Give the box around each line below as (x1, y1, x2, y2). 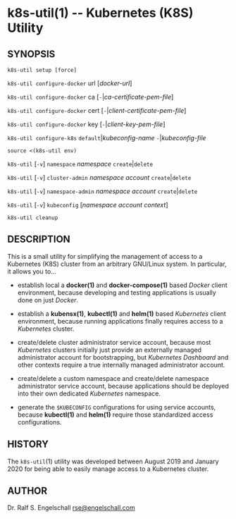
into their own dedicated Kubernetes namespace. (17, 389, 161, 398)
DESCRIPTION (7, 233, 70, 245)
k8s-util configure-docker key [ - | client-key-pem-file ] (7, 120, 166, 128)
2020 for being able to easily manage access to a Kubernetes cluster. (7, 464, 209, 473)
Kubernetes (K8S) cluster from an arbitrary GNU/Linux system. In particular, (7, 259, 227, 268)
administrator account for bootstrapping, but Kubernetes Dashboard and (17, 353, 229, 361)
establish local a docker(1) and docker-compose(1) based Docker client (17, 281, 228, 289)
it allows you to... (7, 267, 56, 276)
